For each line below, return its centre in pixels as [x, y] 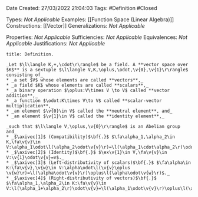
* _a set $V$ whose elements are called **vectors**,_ [75, 80]
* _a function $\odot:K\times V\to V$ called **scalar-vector [84, 101]
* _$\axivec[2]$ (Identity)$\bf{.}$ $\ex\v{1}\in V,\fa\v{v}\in [87, 152]
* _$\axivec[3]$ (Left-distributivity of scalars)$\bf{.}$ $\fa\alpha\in [99, 163]
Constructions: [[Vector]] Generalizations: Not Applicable [76, 26]
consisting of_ [25, 75]
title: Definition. [30, 54]
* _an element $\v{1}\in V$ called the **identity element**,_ [85, 116]
